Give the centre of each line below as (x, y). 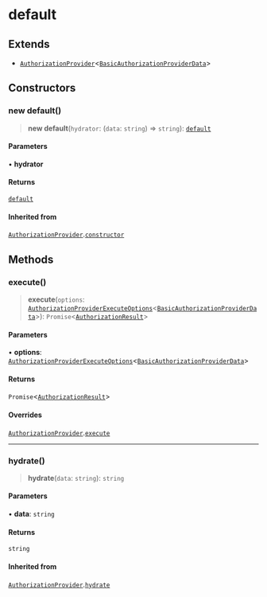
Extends (29, 44)
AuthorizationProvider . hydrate (59, 584)
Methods (31, 259)
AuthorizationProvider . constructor (66, 234)
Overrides (25, 415)
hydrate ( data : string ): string (76, 478)
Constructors (42, 88)
